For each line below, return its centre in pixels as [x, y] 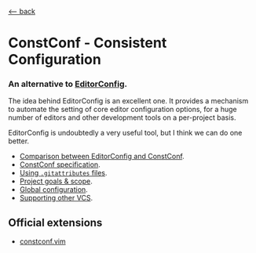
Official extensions [55, 222]
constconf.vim [42, 241]
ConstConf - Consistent [88, 43]
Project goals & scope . [56, 181]
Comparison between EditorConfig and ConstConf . [102, 157]
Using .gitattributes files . [63, 173]
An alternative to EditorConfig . [68, 84]
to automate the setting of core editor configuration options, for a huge [123, 110]
